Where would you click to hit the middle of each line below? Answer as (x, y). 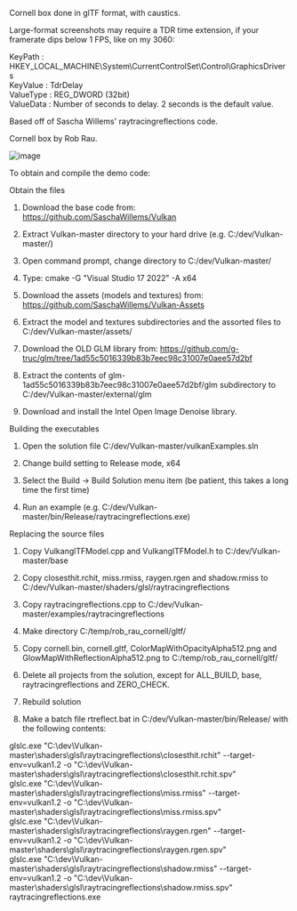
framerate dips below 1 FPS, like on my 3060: (92, 40)
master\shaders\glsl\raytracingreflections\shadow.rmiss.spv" (121, 887)
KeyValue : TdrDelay (46, 85)
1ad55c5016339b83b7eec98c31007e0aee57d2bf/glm (120, 385)
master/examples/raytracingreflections (93, 614)
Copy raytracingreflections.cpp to (84, 605)
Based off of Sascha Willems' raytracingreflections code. (113, 121)
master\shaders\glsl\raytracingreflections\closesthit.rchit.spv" (123, 774)
